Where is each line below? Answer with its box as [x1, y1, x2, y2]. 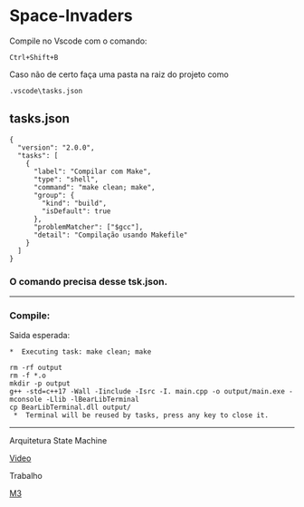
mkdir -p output [9, 379, 71, 388]
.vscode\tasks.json [9, 86, 83, 95]
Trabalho [9, 471, 43, 482]
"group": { [33, 190, 75, 200]
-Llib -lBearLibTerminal [45, 395, 140, 405]
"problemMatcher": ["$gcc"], [33, 222, 144, 231]
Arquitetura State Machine [9, 435, 108, 446]
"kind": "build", [42, 199, 107, 208]
